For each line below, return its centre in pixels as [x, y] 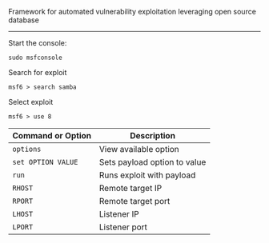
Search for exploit [38, 72]
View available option [139, 149]
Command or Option [52, 135]
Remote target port [134, 201]
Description [153, 135]
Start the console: [38, 43]
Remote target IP [130, 188]
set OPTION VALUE [45, 162]
